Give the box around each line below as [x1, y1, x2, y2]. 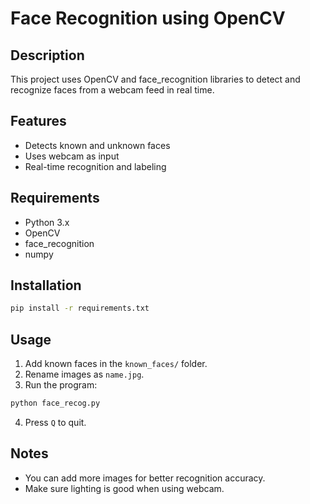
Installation [10, 277, 82, 294]
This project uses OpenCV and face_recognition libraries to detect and [10, 73, 301, 85]
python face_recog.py [10, 398, 101, 409]
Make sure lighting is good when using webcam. [24, 482, 225, 494]
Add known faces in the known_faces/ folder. [24, 358, 208, 370]
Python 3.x [24, 216, 70, 228]
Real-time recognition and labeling [24, 160, 167, 172]
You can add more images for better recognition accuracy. [24, 472, 266, 484]
